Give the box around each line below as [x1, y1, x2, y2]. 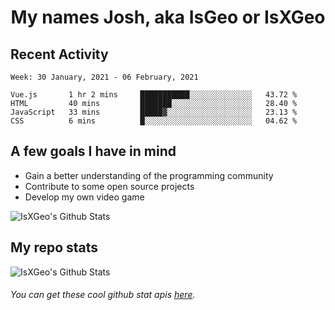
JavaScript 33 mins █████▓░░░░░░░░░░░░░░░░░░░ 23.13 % [10, 107, 298, 117]
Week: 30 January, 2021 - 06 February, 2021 [10, 72, 199, 82]
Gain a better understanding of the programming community [24, 169, 274, 181]
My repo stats [10, 239, 99, 256]
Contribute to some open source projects [24, 180, 195, 192]
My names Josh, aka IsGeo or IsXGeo [10, 6, 326, 29]
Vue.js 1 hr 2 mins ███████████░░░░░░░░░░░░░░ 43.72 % [10, 90, 298, 100]
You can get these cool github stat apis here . [10, 289, 196, 301]
